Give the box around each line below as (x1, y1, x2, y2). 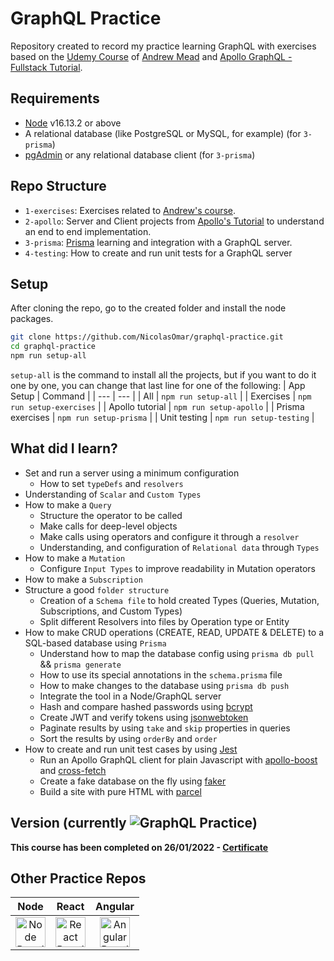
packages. (10, 313, 54, 325)
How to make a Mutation (24, 552, 126, 564)
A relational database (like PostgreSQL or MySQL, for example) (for (24, 127, 302, 139)
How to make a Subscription (24, 573, 143, 585)
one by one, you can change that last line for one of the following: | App (10, 380, 306, 391)
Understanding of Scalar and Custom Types (24, 488, 202, 500)
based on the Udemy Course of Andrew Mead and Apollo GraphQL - (10, 50, 293, 62)
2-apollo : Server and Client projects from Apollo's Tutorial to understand (24, 215, 325, 227)
